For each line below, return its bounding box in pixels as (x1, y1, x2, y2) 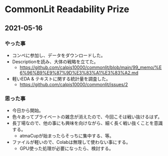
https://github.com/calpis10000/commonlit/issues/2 (19, 81, 128, 87)
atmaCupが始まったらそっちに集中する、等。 (19, 133, 114, 139)
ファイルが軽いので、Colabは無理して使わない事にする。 (12, 139, 131, 145)
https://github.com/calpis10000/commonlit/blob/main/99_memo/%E (19, 64, 162, 70)
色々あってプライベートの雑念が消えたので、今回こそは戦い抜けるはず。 (12, 114, 162, 120)
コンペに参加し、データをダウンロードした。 (12, 52, 106, 58)
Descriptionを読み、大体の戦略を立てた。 (12, 58, 99, 64)
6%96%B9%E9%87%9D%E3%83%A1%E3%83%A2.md (19, 69, 139, 75)
